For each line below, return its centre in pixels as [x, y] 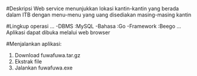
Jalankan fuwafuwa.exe [43, 68]
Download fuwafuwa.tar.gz [47, 55]
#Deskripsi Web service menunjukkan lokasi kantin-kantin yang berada [93, 9]
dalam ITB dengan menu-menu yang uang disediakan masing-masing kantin [99, 15]
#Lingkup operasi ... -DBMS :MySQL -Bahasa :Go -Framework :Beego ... [94, 26]
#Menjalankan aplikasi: [34, 44]
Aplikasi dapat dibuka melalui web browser [58, 32]
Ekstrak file [28, 62]
